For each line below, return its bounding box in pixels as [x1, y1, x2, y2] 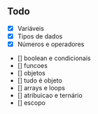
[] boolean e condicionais [17, 54, 91, 62]
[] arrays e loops [17, 84, 65, 92]
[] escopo [17, 99, 45, 107]
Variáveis [17, 24, 44, 32]
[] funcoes [17, 62, 48, 69]
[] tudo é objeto [17, 76, 63, 85]
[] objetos [17, 69, 45, 77]
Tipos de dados [17, 31, 63, 41]
